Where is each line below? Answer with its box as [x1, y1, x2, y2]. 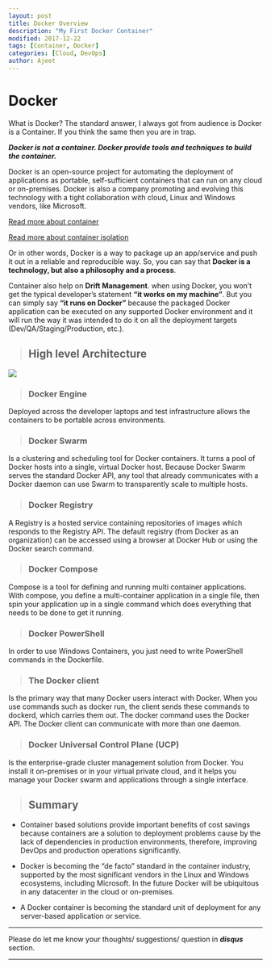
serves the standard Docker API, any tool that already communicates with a [8, 471, 259, 480]
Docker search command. [8, 543, 94, 553]
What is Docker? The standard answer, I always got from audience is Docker [8, 118, 262, 128]
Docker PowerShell [27, 627, 105, 639]
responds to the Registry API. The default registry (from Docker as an [8, 526, 240, 536]
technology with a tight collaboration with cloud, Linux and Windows [8, 192, 236, 202]
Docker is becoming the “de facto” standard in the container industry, [19, 861, 252, 870]
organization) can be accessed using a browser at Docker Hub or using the [8, 534, 258, 545]
